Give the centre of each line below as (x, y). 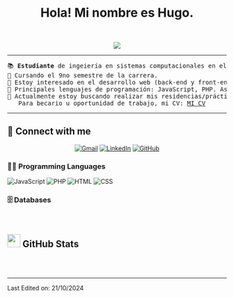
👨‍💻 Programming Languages (56, 166)
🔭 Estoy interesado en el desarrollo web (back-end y (101, 82)
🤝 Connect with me (49, 131)
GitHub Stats (50, 244)
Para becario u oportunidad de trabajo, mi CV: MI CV (112, 103)
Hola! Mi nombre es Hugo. (117, 13)
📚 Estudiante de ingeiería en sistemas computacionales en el (117, 65)
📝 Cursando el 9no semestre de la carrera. (83, 75)
